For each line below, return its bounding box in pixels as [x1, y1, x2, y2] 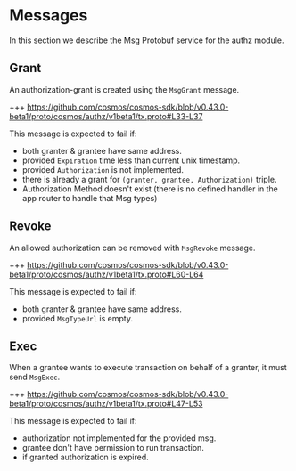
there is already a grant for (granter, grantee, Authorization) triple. [21, 174, 277, 184]
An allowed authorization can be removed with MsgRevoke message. [9, 242, 256, 253]
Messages [9, 5, 88, 26]
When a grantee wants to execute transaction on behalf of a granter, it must [9, 362, 287, 373]
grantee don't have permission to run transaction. [21, 443, 205, 453]
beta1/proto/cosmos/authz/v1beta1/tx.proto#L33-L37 [9, 110, 203, 121]
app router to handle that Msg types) [21, 192, 158, 203]
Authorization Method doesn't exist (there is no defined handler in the [21, 183, 279, 194]
